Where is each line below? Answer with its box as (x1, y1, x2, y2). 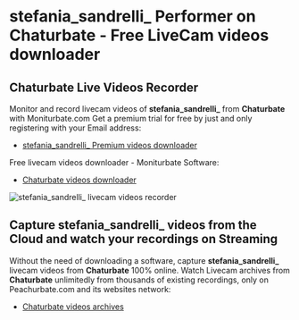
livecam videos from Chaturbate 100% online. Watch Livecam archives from (9, 265, 290, 275)
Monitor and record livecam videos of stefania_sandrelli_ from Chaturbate (9, 104, 286, 114)
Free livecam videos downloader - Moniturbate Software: (9, 157, 220, 167)
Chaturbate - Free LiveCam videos (9, 25, 270, 46)
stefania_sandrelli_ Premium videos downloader (21, 140, 198, 150)
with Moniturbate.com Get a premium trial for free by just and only (9, 114, 253, 123)
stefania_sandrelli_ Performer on (9, 6, 256, 27)
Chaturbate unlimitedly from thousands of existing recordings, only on (9, 274, 270, 285)
